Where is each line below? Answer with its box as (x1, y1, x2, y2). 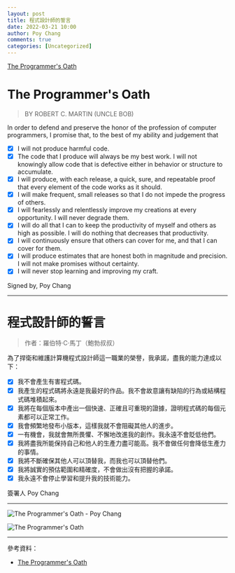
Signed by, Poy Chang (7, 281, 71, 289)
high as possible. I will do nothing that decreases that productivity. (17, 229, 209, 237)
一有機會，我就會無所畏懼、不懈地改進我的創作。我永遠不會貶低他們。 (17, 430, 220, 439)
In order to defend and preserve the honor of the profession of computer (7, 123, 217, 132)
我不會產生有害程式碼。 (17, 378, 85, 386)
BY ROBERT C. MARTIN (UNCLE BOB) (24, 109, 134, 118)
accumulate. (17, 167, 54, 176)
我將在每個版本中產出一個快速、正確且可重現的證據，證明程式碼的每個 (17, 403, 220, 412)
